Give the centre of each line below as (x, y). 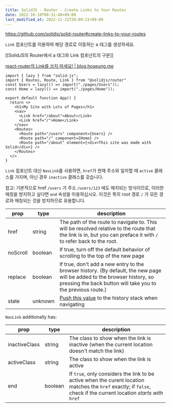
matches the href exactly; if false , (110, 387)
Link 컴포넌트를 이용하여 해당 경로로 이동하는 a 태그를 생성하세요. (70, 44)
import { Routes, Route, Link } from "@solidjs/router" (66, 80)
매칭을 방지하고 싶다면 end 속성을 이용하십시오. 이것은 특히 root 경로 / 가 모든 (82, 194)
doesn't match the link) (97, 351)
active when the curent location (107, 380)
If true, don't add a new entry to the (102, 264)
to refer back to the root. (89, 241)
